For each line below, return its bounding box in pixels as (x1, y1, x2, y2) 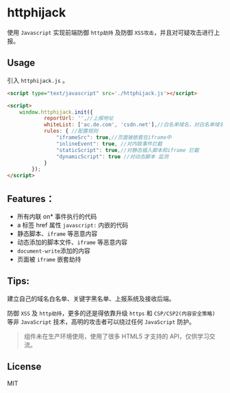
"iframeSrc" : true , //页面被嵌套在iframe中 (55, 134, 172, 141)
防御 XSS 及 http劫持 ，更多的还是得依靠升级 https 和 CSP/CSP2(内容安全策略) (7, 309, 216, 317)
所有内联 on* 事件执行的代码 (16, 212, 97, 220)
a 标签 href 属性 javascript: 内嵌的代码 (16, 220, 129, 229)
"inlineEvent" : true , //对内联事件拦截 (55, 140, 163, 147)
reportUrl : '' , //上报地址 (43, 115, 114, 122)
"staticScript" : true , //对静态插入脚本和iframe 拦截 (55, 147, 200, 153)
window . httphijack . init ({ (19, 108, 94, 116)
